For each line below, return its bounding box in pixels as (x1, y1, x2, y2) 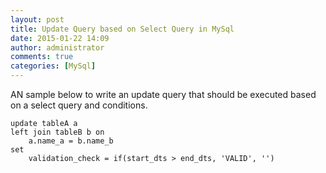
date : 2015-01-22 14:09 (10, 33, 110, 43)
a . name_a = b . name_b (28, 136, 114, 146)
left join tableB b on (10, 127, 105, 137)
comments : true (10, 52, 74, 62)
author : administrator (10, 42, 105, 53)
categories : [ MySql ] (10, 61, 97, 71)
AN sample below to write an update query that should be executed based (10, 89, 317, 100)
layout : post (10, 14, 65, 25)
